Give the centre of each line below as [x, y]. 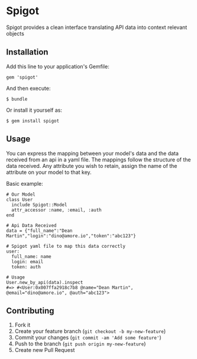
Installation [27, 52]
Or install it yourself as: [34, 110]
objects [15, 33]
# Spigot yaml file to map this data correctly [66, 246]
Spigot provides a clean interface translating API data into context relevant [97, 27]
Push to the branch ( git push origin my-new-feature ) [80, 344]
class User [20, 199]
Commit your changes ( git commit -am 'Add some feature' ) [88, 338]
